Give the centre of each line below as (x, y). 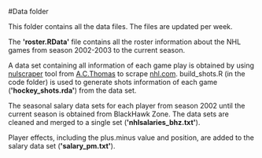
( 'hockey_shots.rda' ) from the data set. (72, 90)
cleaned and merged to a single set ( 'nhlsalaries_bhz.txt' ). (104, 122)
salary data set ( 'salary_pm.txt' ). (62, 146)
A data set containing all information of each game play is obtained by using (131, 65)
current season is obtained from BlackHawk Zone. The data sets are (119, 114)
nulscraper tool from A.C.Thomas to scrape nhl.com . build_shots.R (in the (127, 73)
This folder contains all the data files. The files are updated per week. (121, 26)
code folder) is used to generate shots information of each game (113, 82)
